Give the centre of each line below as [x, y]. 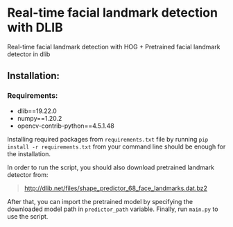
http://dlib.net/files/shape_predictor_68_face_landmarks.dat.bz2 [116, 188]
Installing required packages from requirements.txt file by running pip [108, 139]
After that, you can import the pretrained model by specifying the [100, 201]
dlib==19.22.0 [37, 111]
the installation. [29, 153]
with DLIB [35, 27]
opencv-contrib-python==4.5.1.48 [66, 126]
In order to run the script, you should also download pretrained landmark [111, 167]
